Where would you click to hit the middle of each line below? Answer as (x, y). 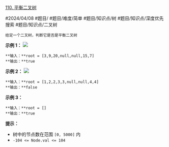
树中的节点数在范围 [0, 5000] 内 (47, 134)
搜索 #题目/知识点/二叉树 (31, 25)
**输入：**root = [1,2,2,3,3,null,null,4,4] (52, 82)
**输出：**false (21, 87)
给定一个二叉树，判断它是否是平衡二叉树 (41, 35)
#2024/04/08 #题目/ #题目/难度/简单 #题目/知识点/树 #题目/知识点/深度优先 (84, 18)
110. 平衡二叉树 (21, 7)
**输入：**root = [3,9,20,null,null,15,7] (50, 56)
